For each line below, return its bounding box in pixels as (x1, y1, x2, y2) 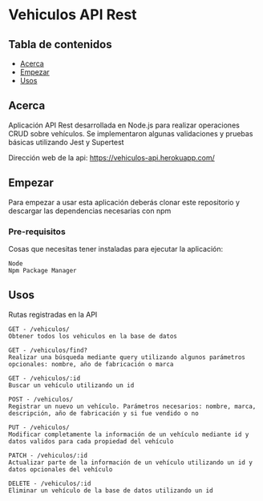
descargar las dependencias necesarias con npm (8, 206, 172, 216)
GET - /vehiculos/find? (8, 346, 88, 354)
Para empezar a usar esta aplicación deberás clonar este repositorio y (8, 197, 241, 207)
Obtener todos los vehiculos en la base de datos (8, 332, 178, 340)
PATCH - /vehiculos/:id (8, 451, 88, 459)
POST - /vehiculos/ (8, 395, 74, 403)
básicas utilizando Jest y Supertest (8, 137, 124, 147)
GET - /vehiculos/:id (8, 374, 81, 382)
